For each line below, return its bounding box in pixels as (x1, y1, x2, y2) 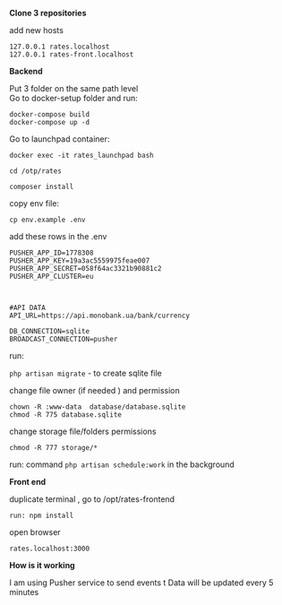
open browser (9, 527, 61, 537)
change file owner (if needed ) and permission (9, 385, 181, 395)
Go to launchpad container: (9, 134, 110, 144)
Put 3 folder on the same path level (9, 83, 139, 93)
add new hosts (9, 25, 64, 35)
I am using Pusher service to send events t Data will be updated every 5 (9, 577, 274, 588)
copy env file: (9, 198, 60, 209)
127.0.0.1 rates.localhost (9, 42, 110, 51)
